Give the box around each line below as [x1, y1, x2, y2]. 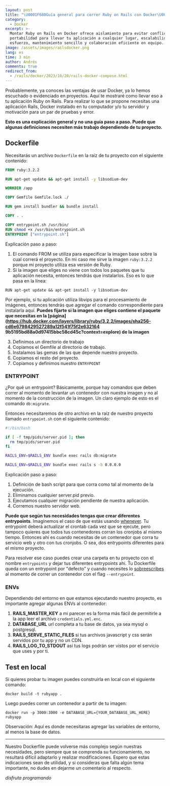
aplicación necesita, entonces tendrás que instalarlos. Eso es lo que [12, 272, 154, 278]
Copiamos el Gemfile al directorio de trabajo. [12, 344, 106, 350]
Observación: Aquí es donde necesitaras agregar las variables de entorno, [5, 724, 160, 730]
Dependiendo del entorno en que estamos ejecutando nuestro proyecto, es [5, 595, 162, 601]
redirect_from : [5, 69, 37, 74]
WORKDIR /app [5, 186, 33, 191]
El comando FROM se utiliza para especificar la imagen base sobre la [12, 251, 157, 257]
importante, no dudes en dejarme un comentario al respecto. [5, 765, 132, 771]
